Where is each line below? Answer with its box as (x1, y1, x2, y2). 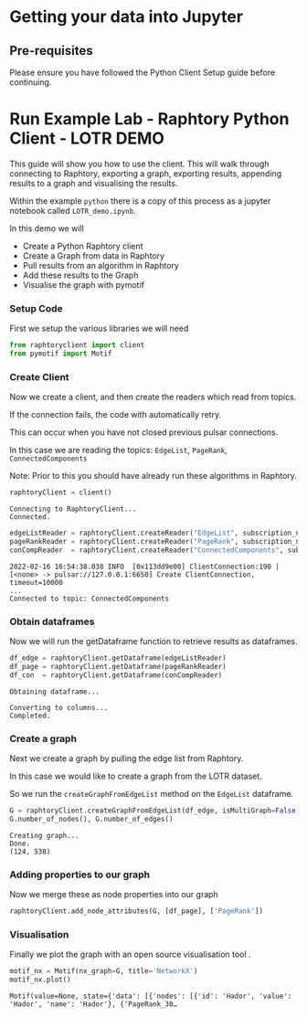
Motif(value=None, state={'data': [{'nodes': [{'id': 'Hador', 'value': (9, 991, 292, 1001)
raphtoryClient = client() (9, 488, 112, 497)
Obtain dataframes (9, 615, 95, 628)
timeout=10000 (9, 578, 64, 587)
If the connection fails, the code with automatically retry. (9, 409, 222, 420)
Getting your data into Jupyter (9, 6, 244, 27)
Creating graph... (9, 831, 79, 840)
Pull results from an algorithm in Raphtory (22, 260, 180, 270)
